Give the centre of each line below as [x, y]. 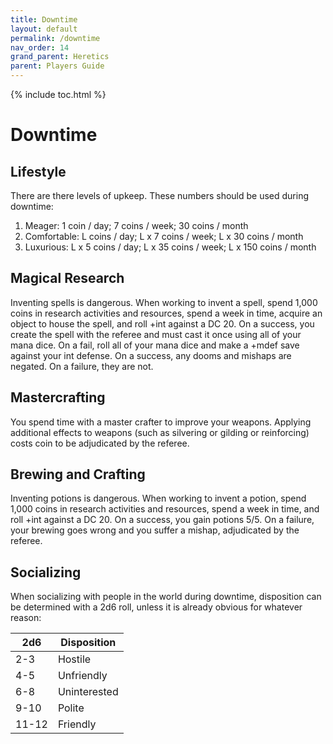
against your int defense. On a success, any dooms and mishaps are [151, 355]
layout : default [44, 29]
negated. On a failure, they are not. [82, 366]
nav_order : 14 [40, 47]
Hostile [74, 659]
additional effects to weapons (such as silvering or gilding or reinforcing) [160, 432]
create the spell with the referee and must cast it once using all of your [156, 334]
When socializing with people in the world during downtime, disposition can [166, 597]
